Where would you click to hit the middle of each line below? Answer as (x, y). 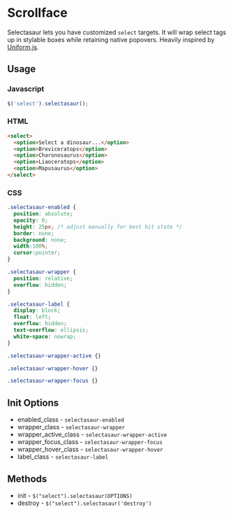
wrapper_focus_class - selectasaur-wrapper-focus (90, 442)
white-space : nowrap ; (45, 336)
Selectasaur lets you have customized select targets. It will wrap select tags (117, 32)
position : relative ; (43, 278)
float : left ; (32, 317)
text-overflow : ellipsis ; (51, 330)
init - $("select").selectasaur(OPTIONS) (75, 495)
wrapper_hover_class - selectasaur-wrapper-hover (90, 450)
